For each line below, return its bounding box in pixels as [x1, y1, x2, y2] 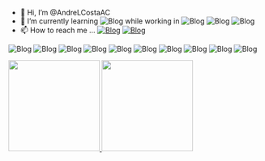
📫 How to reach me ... [19, 25, 96, 35]
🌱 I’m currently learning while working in [19, 16, 180, 26]
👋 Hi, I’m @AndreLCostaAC [19, 8, 111, 17]
